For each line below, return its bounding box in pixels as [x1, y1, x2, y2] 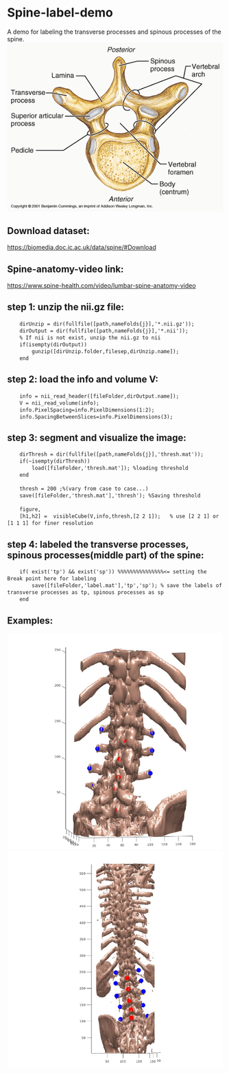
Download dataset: [7, 225, 91, 237]
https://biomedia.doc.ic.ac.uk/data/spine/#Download [7, 243, 156, 252]
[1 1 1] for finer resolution [7, 520, 94, 527]
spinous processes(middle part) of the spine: [7, 549, 204, 561]
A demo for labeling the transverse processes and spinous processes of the [7, 28, 221, 36]
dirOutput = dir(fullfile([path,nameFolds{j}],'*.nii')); [19, 327, 189, 334]
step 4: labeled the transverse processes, [7, 538, 189, 550]
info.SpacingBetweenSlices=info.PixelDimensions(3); [19, 413, 173, 421]
